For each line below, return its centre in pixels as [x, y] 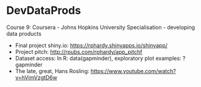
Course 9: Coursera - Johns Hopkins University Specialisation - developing [101, 27]
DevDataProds [44, 11]
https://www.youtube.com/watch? [133, 71]
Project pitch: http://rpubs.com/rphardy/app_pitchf [79, 51]
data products [24, 33]
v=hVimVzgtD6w [36, 77]
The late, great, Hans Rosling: [52, 71]
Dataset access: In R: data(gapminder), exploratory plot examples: [98, 58]
